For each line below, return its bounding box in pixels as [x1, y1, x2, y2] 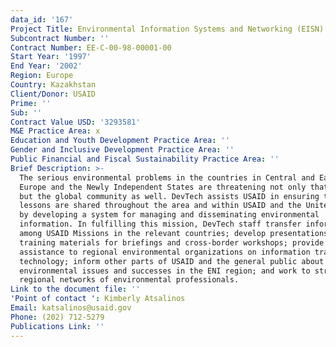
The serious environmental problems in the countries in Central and [19, 172, 315, 183]
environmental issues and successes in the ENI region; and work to [19, 266, 311, 276]
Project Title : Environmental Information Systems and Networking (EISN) [10, 24, 325, 34]
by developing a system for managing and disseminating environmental [19, 210, 320, 220]
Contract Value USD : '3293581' [10, 117, 141, 127]
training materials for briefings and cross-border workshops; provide [19, 237, 325, 248]
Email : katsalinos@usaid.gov [10, 303, 132, 313]
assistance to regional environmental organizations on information [19, 247, 311, 257]
